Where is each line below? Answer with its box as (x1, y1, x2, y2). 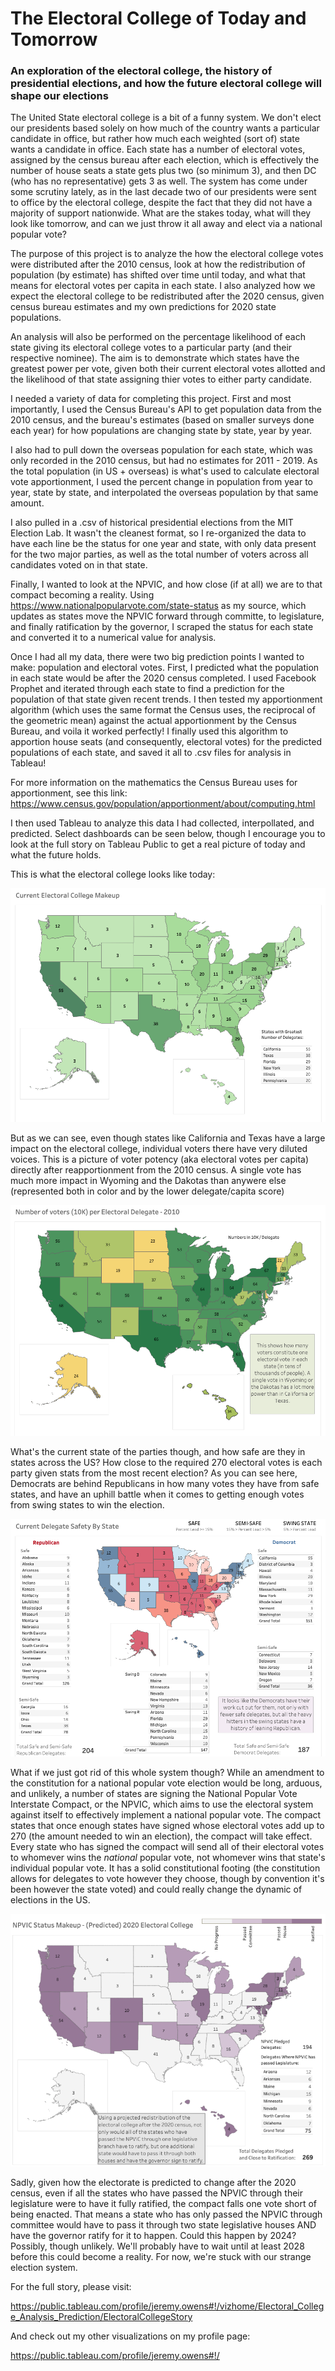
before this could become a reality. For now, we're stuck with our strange (10, 2250, 312, 2262)
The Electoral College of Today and (10, 7, 307, 30)
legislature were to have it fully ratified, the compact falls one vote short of (10, 2197, 318, 2209)
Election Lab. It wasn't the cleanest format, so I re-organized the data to (10, 527, 307, 539)
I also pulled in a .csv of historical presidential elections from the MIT (10, 517, 294, 529)
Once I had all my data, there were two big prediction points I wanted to (10, 651, 305, 663)
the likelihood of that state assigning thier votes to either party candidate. (10, 373, 313, 386)
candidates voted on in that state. (10, 559, 148, 571)
